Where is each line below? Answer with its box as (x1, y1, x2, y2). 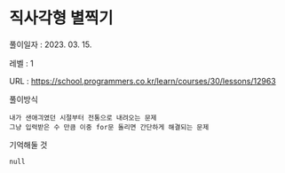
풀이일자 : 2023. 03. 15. (9, 39, 92, 50)
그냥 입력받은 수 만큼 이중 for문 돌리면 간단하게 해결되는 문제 (9, 122, 210, 131)
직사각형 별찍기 (9, 8, 114, 28)
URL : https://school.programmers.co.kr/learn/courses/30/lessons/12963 (9, 75, 277, 86)
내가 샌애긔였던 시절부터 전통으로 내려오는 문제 (9, 113, 157, 122)
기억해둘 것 (9, 139, 48, 150)
